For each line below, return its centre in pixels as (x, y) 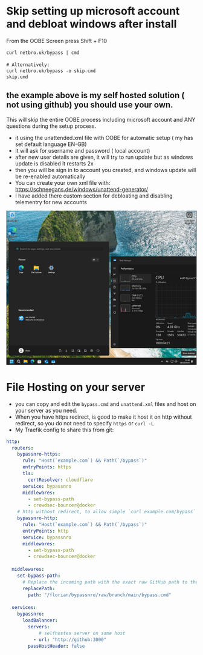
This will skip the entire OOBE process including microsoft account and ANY (101, 119)
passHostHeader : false (56, 646)
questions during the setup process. (51, 126)
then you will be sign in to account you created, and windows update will (105, 170)
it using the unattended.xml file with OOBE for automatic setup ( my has (104, 138)
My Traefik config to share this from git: (64, 430)
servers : (39, 627)
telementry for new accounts (51, 202)
